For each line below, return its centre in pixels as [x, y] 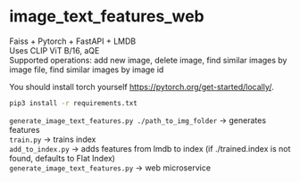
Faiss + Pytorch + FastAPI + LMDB [73, 41]
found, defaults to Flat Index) [62, 158]
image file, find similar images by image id [87, 70]
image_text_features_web [107, 17]
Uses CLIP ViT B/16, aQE [54, 50]
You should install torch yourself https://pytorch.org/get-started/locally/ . [142, 87]
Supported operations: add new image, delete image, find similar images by [148, 60]
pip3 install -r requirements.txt [74, 103]
